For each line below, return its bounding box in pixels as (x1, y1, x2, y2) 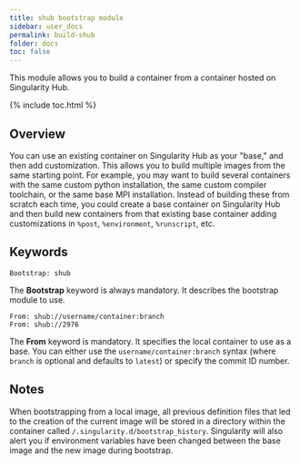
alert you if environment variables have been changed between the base (9, 435, 282, 446)
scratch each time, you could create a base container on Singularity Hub (9, 198, 281, 210)
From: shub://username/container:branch (9, 312, 165, 321)
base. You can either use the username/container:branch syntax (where (9, 346, 276, 356)
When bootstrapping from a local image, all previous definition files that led (9, 406, 291, 417)
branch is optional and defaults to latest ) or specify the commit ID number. (9, 355, 290, 366)
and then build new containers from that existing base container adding (9, 208, 277, 219)
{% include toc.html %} (9, 99, 97, 110)
